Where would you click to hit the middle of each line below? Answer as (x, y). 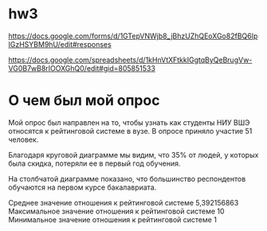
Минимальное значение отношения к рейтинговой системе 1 (113, 219)
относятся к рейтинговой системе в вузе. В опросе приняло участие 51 (130, 131)
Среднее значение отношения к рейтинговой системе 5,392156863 (124, 202)
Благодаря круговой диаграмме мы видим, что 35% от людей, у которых (133, 155)
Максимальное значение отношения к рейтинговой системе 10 (116, 211)
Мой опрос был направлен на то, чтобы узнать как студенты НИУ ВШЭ (129, 122)
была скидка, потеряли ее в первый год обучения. (94, 163)
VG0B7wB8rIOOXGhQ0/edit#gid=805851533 (82, 68)
